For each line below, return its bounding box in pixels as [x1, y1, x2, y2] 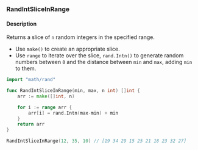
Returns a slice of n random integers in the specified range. [6, 34, 155, 41]
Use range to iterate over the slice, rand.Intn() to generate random [15, 52, 184, 59]
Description [6, 20, 37, 27]
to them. [15, 65, 37, 72]
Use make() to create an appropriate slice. [15, 45, 120, 53]
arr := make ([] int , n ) [17, 93, 75, 99]
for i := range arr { [17, 104, 72, 110]
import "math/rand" [6, 77, 56, 83]
